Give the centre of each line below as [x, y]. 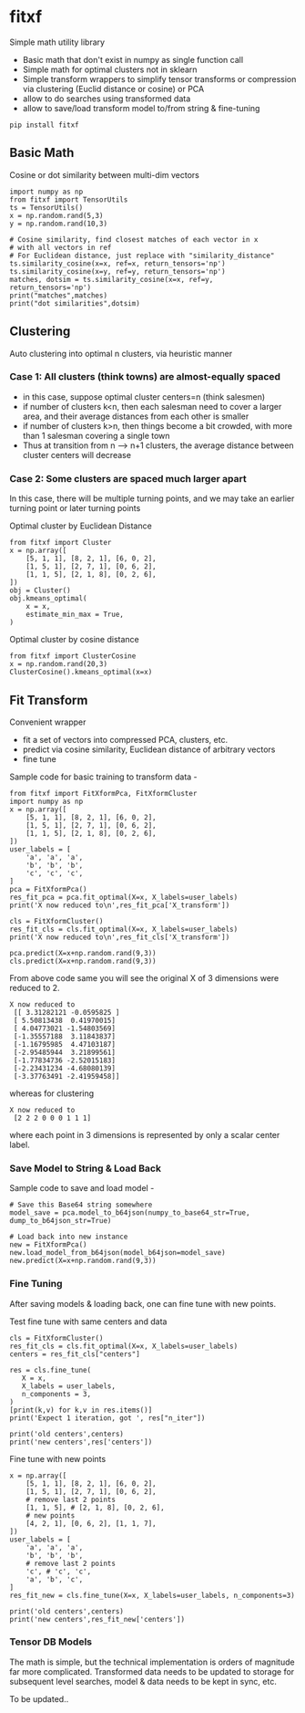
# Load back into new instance [69, 1237]
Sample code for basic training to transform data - [103, 777]
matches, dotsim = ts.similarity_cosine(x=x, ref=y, [112, 279]
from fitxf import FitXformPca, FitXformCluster [103, 793]
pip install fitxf [44, 125]
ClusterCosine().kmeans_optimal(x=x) [81, 673]
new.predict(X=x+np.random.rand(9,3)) [83, 1261]
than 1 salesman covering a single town [96, 435]
